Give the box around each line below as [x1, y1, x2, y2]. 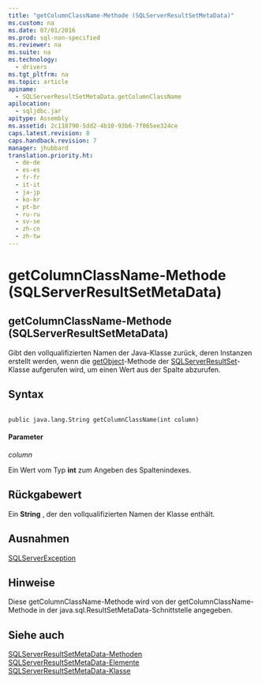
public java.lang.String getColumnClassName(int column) [8, 415, 200, 423]
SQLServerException [8, 553, 77, 563]
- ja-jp [15, 188, 41, 196]
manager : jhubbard [8, 144, 69, 152]
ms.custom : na [8, 19, 55, 27]
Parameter [8, 432, 43, 442]
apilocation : [8, 100, 51, 108]
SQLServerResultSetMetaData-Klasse [8, 666, 131, 676]
